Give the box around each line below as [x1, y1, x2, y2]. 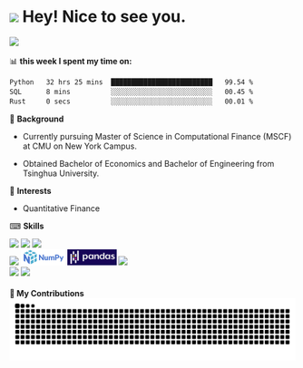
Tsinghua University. [22, 168, 100, 179]
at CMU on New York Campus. [22, 140, 138, 151]
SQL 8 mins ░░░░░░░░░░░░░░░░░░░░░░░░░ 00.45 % [9, 87, 254, 96]
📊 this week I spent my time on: [9, 55, 132, 66]
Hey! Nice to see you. [22, 6, 187, 27]
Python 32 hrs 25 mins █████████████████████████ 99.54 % [9, 77, 254, 87]
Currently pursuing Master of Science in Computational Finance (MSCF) [22, 131, 292, 141]
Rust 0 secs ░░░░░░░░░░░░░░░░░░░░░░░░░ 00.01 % [9, 97, 254, 106]
